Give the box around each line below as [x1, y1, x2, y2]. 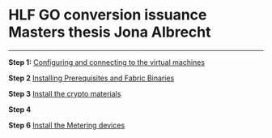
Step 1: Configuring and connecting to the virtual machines [8, 57, 205, 67]
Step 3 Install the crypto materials [8, 88, 121, 98]
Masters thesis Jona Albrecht [8, 23, 211, 41]
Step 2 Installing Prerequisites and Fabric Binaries [8, 73, 175, 83]
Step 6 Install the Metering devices [8, 120, 125, 130]
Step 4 [8, 104, 32, 114]
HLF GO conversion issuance [8, 6, 207, 24]
